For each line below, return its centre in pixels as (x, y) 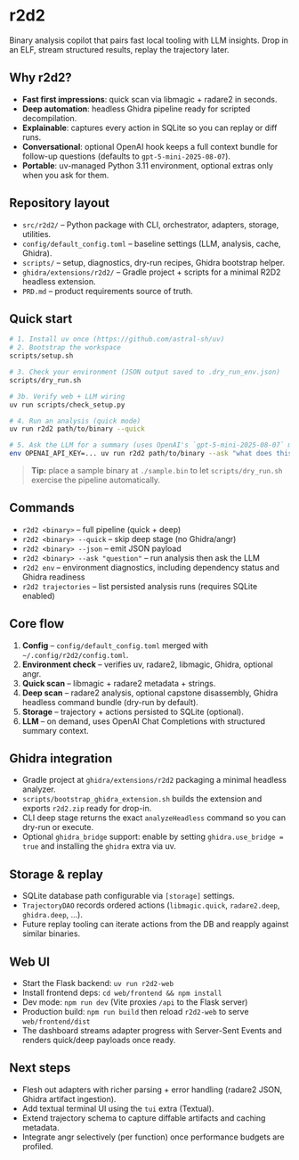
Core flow (37, 624)
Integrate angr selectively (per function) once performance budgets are (153, 1137)
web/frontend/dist (56, 1022)
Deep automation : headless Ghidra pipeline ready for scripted (136, 109)
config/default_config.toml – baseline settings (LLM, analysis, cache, (151, 243)
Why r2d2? (41, 78)
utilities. (36, 234)
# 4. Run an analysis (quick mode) (75, 421)
